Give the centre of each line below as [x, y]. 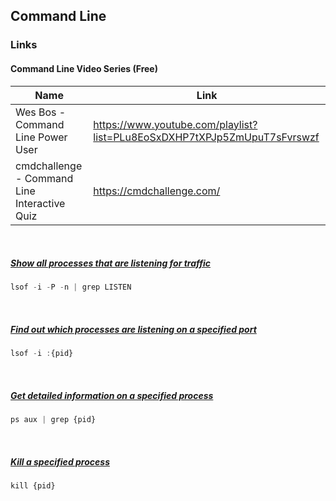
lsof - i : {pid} [42, 354]
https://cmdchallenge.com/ [157, 191]
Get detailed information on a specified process [112, 395]
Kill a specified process [60, 461]
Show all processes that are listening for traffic [111, 263]
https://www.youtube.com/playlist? [175, 124]
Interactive [40, 203]
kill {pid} [33, 486]
